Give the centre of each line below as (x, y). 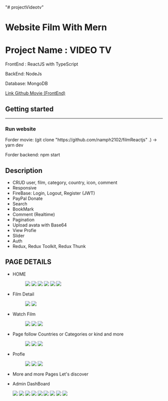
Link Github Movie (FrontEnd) (35, 93)
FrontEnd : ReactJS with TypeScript (42, 64)
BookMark (23, 209)
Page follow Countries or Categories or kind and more (68, 334)
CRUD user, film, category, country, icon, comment (65, 182)
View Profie (24, 230)
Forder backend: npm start (33, 155)
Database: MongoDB (27, 83)
